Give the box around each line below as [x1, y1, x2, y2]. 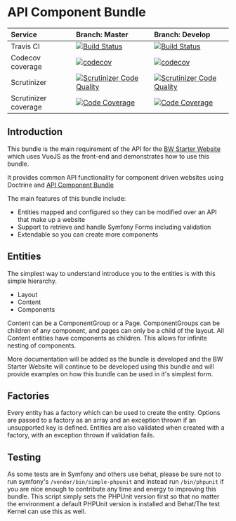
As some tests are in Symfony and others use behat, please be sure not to [7, 470, 221, 478]
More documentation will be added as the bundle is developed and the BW [7, 355, 223, 363]
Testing [7, 451, 41, 463]
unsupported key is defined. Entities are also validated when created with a [7, 423, 225, 432]
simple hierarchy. [7, 277, 58, 285]
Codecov [11, 53, 41, 62]
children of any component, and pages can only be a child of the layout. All [7, 326, 225, 334]
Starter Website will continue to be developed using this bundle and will [7, 362, 214, 371]
